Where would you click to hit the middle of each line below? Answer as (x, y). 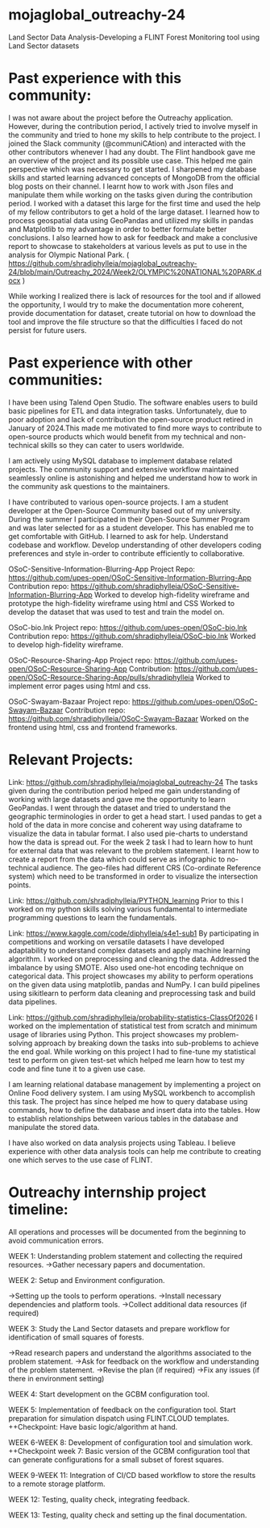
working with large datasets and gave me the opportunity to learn (117, 799)
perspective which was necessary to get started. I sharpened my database (133, 169)
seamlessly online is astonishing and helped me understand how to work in (133, 478)
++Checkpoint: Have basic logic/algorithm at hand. (93, 1426)
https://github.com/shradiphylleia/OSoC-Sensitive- (155, 586)
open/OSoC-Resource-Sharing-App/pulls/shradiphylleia (102, 677)
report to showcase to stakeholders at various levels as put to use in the (128, 246)
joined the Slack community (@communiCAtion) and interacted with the (127, 143)
